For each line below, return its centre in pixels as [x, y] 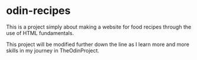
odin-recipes [38, 11]
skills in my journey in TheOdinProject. [53, 50]
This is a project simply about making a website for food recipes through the [99, 27]
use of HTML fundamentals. [40, 33]
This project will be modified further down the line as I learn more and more [98, 44]
